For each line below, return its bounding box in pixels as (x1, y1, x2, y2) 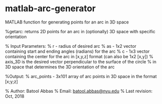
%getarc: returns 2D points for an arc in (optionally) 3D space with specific (5, 28, 156, 34)
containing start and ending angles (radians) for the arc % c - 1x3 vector (5, 48, 150, 54)
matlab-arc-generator (5, 3, 96, 14)
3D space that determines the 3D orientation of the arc (5, 64, 115, 70)
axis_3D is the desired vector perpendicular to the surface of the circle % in (5, 59, 157, 64)
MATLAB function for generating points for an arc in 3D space (5, 19, 129, 25)
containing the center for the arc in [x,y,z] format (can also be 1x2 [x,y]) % (5, 53, 154, 59)
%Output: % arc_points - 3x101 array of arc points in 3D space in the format (5, 73, 157, 79)
